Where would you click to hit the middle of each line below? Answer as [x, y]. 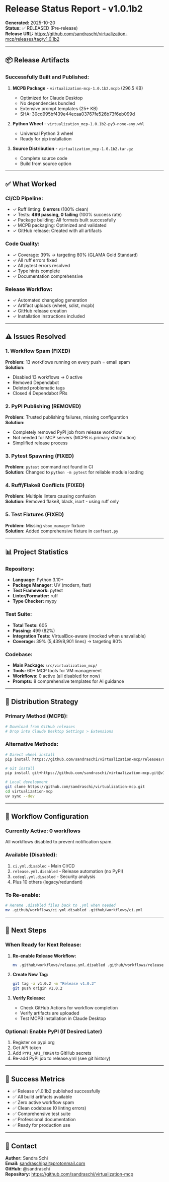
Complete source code [44, 158]
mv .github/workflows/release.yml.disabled [59, 965]
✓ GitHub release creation [39, 310]
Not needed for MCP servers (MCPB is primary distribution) [74, 437]
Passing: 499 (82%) [34, 631]
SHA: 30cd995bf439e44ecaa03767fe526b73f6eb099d [77, 114]
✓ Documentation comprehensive [48, 276]
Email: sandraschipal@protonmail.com [45, 1163]
